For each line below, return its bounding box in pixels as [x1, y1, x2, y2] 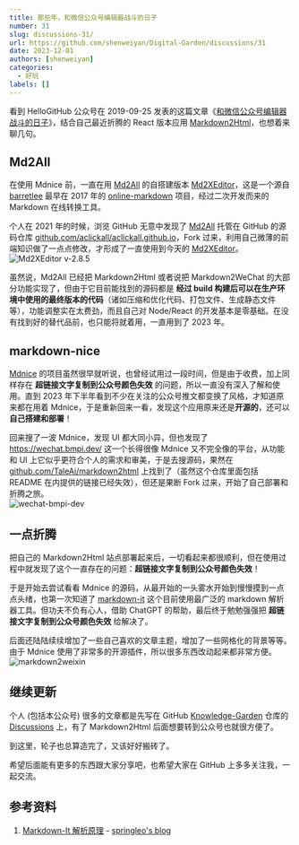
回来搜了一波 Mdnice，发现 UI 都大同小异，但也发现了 [9, 432, 209, 443]
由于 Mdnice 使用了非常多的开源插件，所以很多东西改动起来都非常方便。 [9, 647, 277, 658]
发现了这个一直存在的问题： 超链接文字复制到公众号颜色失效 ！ [32, 563, 261, 574]
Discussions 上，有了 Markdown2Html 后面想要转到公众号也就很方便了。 [9, 721, 279, 732]
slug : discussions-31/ [9, 30, 94, 39]
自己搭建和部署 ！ [9, 414, 73, 424]
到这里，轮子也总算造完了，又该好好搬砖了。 [9, 740, 175, 751]
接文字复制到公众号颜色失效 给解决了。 [9, 616, 153, 627]
